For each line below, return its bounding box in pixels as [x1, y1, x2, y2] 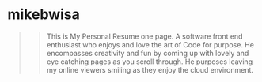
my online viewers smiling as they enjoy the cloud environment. [46, 65, 254, 74]
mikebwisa [7, 6, 81, 24]
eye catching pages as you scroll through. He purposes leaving [46, 57, 253, 66]
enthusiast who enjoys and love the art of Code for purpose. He [46, 39, 255, 49]
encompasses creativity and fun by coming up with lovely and [46, 48, 249, 58]
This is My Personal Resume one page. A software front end [46, 32, 243, 41]
